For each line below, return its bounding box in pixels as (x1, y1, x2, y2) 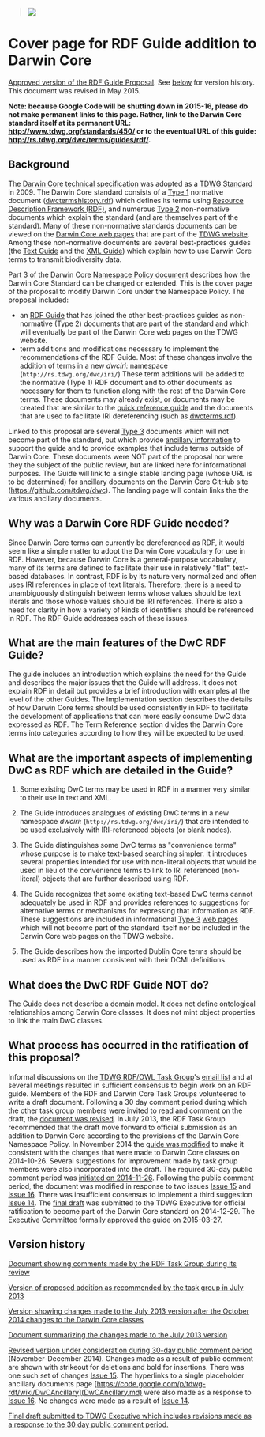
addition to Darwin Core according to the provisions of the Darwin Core (8, 1131, 240, 1140)
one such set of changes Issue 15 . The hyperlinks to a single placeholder (8, 1371, 244, 1380)
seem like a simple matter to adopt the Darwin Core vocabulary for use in (8, 546, 246, 555)
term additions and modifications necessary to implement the (19, 344, 219, 354)
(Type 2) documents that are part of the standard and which (54, 319, 250, 328)
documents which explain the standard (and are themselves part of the (8, 212, 239, 221)
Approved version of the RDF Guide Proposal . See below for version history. (8, 78, 255, 87)
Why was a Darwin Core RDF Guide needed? (8, 516, 230, 530)
